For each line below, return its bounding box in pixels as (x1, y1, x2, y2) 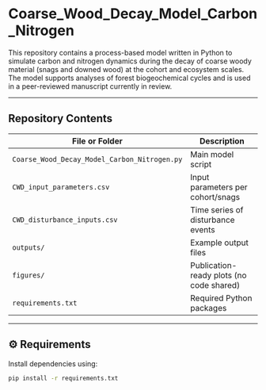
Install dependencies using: (8, 358, 98, 369)
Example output (189, 237, 249, 248)
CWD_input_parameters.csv (12, 182, 110, 191)
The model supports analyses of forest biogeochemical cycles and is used (8, 73, 251, 82)
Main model (189, 148, 234, 159)
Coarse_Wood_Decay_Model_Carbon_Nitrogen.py (12, 155, 183, 163)
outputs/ (12, 243, 45, 252)
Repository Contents (8, 112, 113, 125)
